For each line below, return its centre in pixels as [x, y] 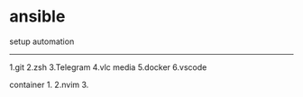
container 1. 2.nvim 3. [49, 84]
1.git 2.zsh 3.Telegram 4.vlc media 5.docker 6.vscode [108, 67]
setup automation [42, 41]
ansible [37, 17]
